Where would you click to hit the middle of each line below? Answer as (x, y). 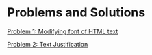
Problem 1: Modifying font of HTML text (63, 31)
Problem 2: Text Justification (48, 44)
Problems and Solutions (76, 13)
